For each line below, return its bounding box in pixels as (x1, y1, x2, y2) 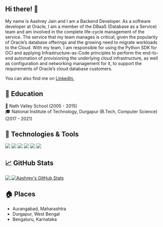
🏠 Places (5, 190, 36, 199)
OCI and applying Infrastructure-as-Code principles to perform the (5, 50, 142, 56)
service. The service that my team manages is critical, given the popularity (5, 34, 158, 40)
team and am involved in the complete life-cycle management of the (5, 28, 145, 35)
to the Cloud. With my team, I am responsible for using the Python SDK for (5, 44, 158, 50)
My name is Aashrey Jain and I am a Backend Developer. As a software (5, 18, 151, 24)
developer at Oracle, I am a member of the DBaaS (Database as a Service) (5, 23, 157, 29)
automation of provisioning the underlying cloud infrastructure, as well (14, 55, 158, 61)
